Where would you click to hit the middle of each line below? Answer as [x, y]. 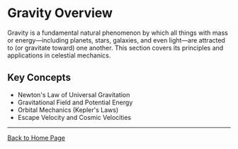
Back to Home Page [36, 138]
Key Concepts [39, 78]
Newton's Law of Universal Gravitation [74, 94]
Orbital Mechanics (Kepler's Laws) [68, 110]
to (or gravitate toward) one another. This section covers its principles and [115, 48]
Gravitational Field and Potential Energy [75, 102]
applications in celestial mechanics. [59, 55]
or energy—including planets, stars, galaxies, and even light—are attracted [116, 40]
